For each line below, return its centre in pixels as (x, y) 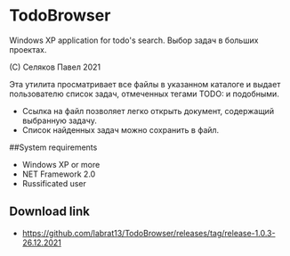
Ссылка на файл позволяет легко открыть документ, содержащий (148, 111)
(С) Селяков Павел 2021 (55, 67)
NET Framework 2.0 (59, 174)
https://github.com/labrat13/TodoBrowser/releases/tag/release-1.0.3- (149, 233)
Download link (50, 212)
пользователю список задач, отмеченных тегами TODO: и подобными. (145, 94)
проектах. (28, 49)
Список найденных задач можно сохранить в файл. (121, 129)
